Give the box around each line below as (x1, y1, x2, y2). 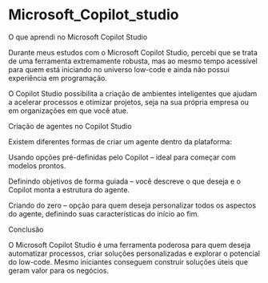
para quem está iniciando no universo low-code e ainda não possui (8, 64, 230, 74)
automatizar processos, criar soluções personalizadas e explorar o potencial (8, 249, 260, 258)
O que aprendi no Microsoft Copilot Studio (8, 32, 148, 42)
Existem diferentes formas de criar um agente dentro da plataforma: (8, 136, 232, 146)
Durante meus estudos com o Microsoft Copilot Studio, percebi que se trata (8, 47, 258, 57)
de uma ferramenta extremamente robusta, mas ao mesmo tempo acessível (8, 56, 258, 66)
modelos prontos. (8, 160, 66, 170)
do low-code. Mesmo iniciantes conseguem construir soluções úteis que (8, 257, 248, 266)
